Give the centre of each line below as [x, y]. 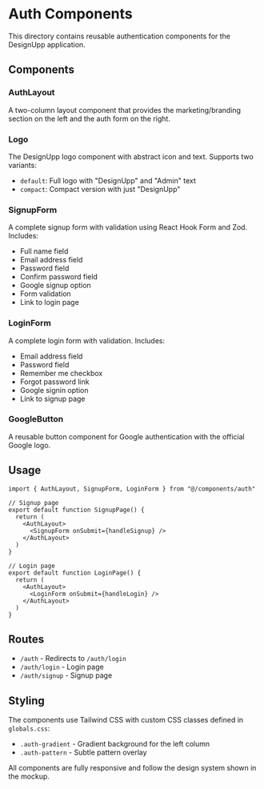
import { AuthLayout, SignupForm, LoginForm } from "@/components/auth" [132, 489]
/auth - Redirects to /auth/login [73, 659]
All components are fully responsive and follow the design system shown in [132, 768]
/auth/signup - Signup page [66, 675]
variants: [23, 165]
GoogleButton [36, 419]
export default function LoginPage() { [75, 573]
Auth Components [71, 14]
